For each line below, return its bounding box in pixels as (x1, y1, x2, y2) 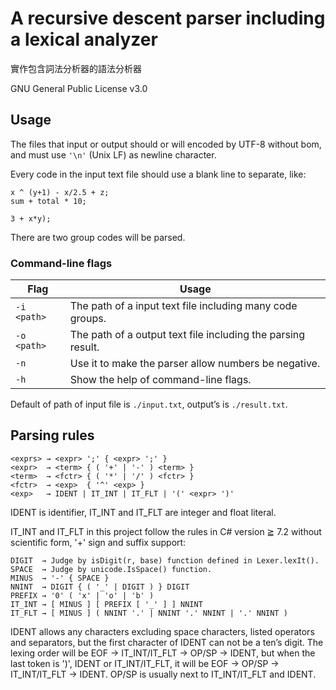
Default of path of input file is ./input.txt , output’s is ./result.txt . (10, 398, 288, 411)
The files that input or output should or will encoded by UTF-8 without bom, (10, 138, 322, 150)
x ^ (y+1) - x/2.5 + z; (10, 187, 110, 197)
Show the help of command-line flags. (69, 373, 252, 387)
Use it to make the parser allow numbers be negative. (69, 357, 321, 371)
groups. (69, 312, 107, 326)
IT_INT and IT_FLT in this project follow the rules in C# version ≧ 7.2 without (10, 525, 322, 537)
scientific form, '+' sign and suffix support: (10, 536, 187, 548)
